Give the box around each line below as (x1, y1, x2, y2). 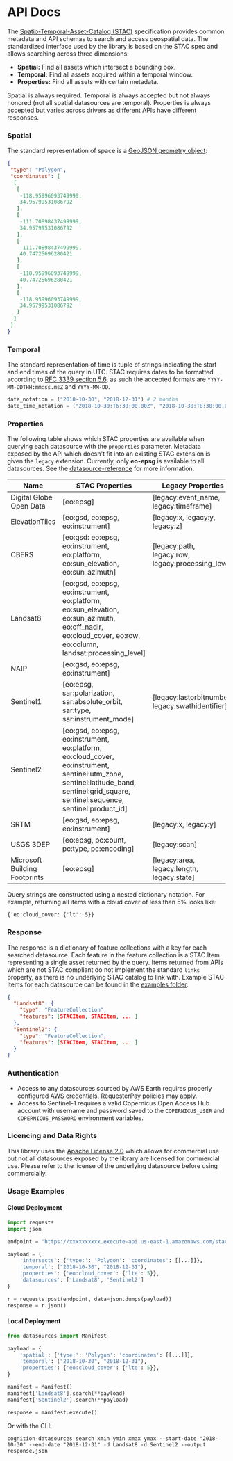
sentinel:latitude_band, (62, 778, 137, 788)
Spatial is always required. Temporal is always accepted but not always (7, 91, 211, 99)
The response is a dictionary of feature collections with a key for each (7, 943, 207, 952)
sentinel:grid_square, (62, 787, 130, 797)
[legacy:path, (152, 541, 196, 551)
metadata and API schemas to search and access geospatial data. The (7, 34, 209, 42)
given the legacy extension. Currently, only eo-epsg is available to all (7, 457, 205, 465)
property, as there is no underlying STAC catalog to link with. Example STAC (7, 973, 224, 981)
